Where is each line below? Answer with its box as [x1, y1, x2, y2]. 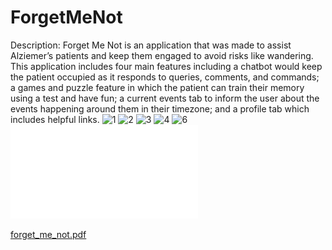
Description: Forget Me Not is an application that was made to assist [10, 39, 292, 51]
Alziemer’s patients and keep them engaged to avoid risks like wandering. [10, 49, 314, 61]
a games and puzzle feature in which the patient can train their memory [10, 81, 305, 93]
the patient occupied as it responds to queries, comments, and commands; [10, 71, 320, 83]
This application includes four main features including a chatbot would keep [10, 60, 323, 72]
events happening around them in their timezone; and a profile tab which [10, 102, 310, 115]
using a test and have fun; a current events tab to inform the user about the [10, 92, 320, 104]
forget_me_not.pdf [10, 228, 87, 240]
